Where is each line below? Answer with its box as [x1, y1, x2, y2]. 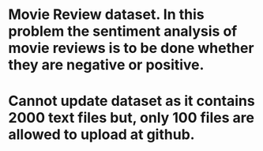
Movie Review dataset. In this [8, 6, 205, 24]
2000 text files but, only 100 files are [8, 109, 255, 127]
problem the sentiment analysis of [8, 22, 238, 40]
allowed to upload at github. [8, 126, 195, 144]
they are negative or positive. [8, 56, 205, 74]
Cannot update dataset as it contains [8, 92, 255, 110]
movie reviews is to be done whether [8, 40, 254, 57]
